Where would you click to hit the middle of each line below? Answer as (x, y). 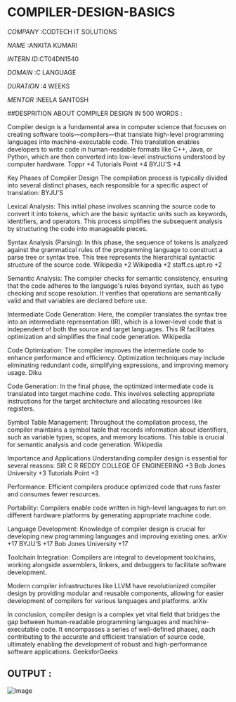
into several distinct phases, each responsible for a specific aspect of (108, 185)
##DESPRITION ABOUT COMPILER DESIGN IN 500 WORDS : (95, 113)
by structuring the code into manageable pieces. (78, 228)
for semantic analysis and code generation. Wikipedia (85, 444)
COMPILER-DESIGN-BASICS (91, 12)
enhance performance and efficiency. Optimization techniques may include (116, 357)
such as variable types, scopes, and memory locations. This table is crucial (116, 437)
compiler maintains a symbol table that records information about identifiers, (118, 430)
